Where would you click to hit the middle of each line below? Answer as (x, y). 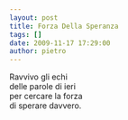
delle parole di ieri (43, 87)
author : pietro (38, 51)
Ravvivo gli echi (38, 77)
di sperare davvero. (46, 106)
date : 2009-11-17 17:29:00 (60, 43)
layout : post (34, 18)
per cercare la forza (46, 97)
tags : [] (26, 34)
